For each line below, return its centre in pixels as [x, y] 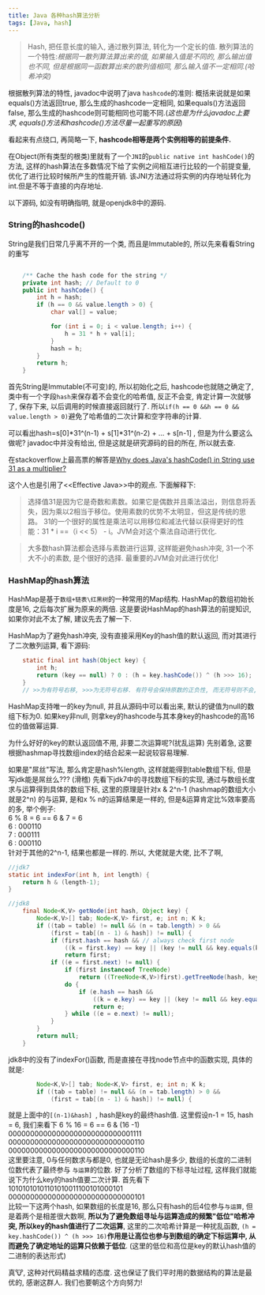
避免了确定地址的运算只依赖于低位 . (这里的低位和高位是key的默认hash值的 [135, 1246]
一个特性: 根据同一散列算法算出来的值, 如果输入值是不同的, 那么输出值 [140, 56]
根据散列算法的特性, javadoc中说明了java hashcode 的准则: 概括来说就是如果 [129, 92]
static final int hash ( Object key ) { [84, 661]
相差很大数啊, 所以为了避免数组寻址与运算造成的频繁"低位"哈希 [145, 1216]
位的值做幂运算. [34, 726]
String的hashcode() [47, 225]
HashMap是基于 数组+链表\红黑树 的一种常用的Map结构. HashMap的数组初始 [128, 599]
